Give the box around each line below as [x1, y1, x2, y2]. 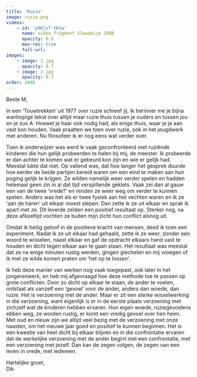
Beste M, [6, 96, 28, 103]
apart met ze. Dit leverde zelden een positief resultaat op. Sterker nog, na [6, 206, 184, 213]
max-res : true [21, 42, 57, 48]
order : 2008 [6, 80, 35, 86]
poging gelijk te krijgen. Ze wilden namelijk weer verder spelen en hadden [6, 175, 185, 182]
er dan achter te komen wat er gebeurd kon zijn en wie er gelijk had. [6, 156, 172, 163]
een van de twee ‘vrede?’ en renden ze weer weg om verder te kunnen [6, 188, 178, 194]
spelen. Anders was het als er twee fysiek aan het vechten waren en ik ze [6, 193, 185, 201]
